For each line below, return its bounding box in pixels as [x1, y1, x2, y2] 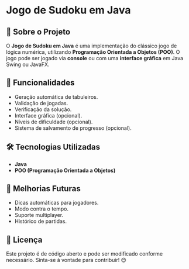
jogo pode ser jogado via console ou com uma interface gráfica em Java [6, 55, 184, 61]
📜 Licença [6, 234, 43, 244]
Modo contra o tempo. [14, 205, 69, 212]
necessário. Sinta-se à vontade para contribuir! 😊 [6, 257, 127, 264]
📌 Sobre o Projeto [6, 27, 71, 37]
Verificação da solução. [14, 106, 72, 113]
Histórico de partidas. [14, 218, 67, 225]
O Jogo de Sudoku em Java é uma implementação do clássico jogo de [6, 42, 177, 49]
